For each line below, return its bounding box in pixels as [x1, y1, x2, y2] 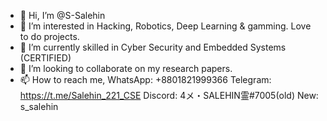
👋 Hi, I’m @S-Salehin [19, 10, 106, 21]
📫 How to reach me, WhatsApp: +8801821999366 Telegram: [19, 74, 272, 85]
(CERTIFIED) [19, 52, 72, 64]
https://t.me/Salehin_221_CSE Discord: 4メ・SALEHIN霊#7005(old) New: [19, 90, 319, 101]
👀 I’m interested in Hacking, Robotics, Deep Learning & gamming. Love [19, 20, 312, 32]
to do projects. [19, 31, 80, 42]
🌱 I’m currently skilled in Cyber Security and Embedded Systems [19, 41, 287, 53]
